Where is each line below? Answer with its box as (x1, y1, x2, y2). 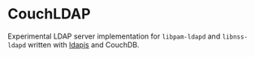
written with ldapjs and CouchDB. (27, 39, 140, 49)
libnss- (222, 33, 249, 41)
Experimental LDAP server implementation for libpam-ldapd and (7, 31, 221, 41)
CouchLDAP (7, 5, 91, 23)
